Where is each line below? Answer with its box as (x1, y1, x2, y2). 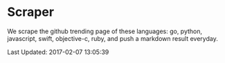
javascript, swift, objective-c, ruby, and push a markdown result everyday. (7, 34, 218, 42)
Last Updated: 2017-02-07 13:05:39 (7, 48, 109, 56)
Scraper (7, 4, 54, 20)
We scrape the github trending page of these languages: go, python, (7, 27, 203, 35)
